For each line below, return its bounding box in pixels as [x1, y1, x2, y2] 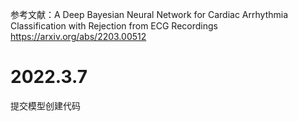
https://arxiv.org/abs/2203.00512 [10, 31, 147, 42]
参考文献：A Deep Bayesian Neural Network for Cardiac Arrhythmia [10, 9, 289, 20]
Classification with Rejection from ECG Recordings [10, 20, 218, 32]
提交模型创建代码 [10, 99, 81, 112]
